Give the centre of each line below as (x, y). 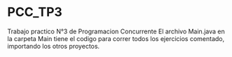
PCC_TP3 (35, 12)
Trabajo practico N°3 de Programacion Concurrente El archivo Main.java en (116, 31)
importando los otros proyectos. (54, 46)
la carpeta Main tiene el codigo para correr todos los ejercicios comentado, (116, 38)
